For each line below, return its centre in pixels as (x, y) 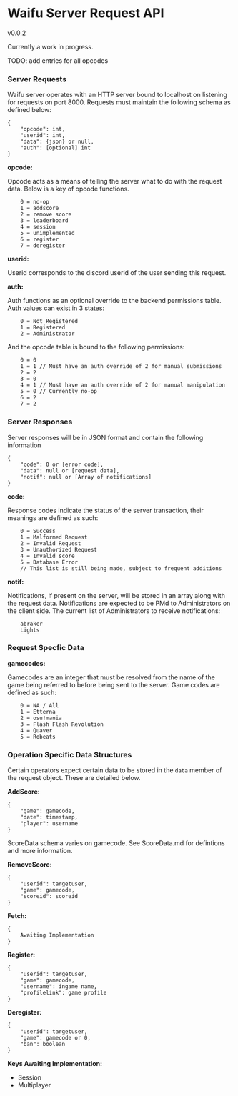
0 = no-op (35, 202)
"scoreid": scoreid (49, 897)
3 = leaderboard (45, 221)
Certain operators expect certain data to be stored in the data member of (115, 770)
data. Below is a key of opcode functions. (69, 189)
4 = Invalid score (48, 556)
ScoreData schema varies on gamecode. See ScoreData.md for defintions (116, 843)
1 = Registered (43, 328)
